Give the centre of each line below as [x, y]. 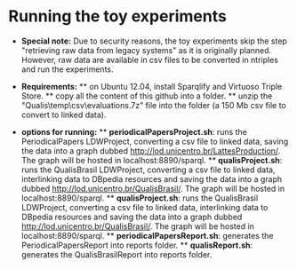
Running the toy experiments [118, 16]
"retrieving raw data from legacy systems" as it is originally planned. [146, 50]
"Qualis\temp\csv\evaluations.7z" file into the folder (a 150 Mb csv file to [153, 105]
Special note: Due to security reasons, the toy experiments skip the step [154, 41]
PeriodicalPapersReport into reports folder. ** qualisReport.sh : [137, 245]
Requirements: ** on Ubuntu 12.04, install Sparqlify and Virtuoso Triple [152, 86]
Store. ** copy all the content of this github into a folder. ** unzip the [147, 96]
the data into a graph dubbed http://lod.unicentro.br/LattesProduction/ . [151, 150]
